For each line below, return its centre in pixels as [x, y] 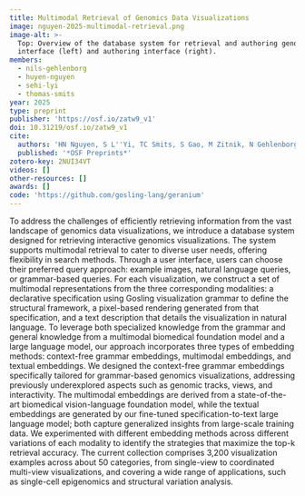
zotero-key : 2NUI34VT [50, 161]
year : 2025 [30, 102]
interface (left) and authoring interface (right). [118, 52]
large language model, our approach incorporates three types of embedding [152, 347]
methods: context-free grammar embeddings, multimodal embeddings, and [151, 356]
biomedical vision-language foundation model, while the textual [140, 404]
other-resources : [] [49, 178]
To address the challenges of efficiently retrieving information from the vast [151, 221]
